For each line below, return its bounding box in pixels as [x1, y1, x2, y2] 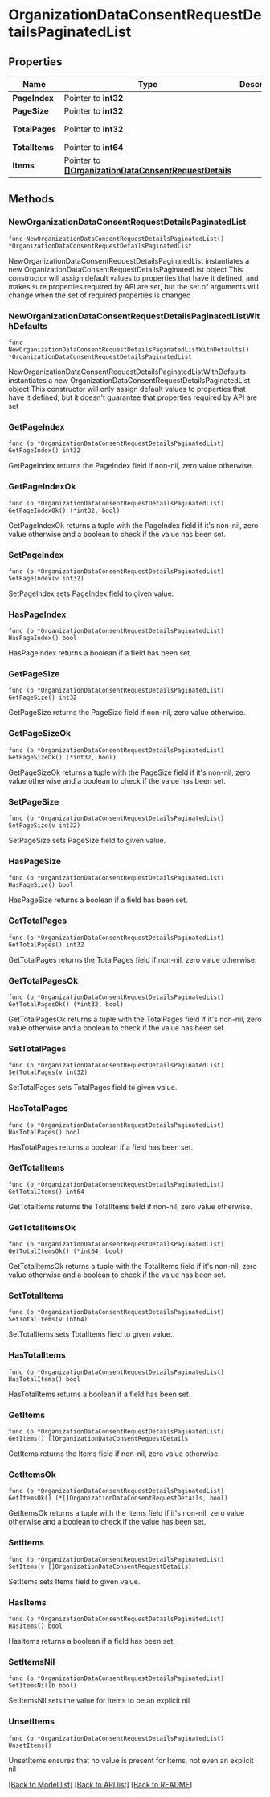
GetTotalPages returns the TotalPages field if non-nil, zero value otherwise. [8, 955, 257, 964]
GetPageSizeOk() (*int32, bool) [8, 753, 117, 761]
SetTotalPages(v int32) [8, 1068, 88, 1077]
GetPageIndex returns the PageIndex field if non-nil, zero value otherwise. [8, 461, 254, 471]
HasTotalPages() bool [8, 1128, 81, 1136]
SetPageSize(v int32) [8, 822, 81, 830]
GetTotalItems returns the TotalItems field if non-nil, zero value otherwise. [8, 1201, 252, 1211]
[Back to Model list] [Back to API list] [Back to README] [8, 1779, 193, 1789]
